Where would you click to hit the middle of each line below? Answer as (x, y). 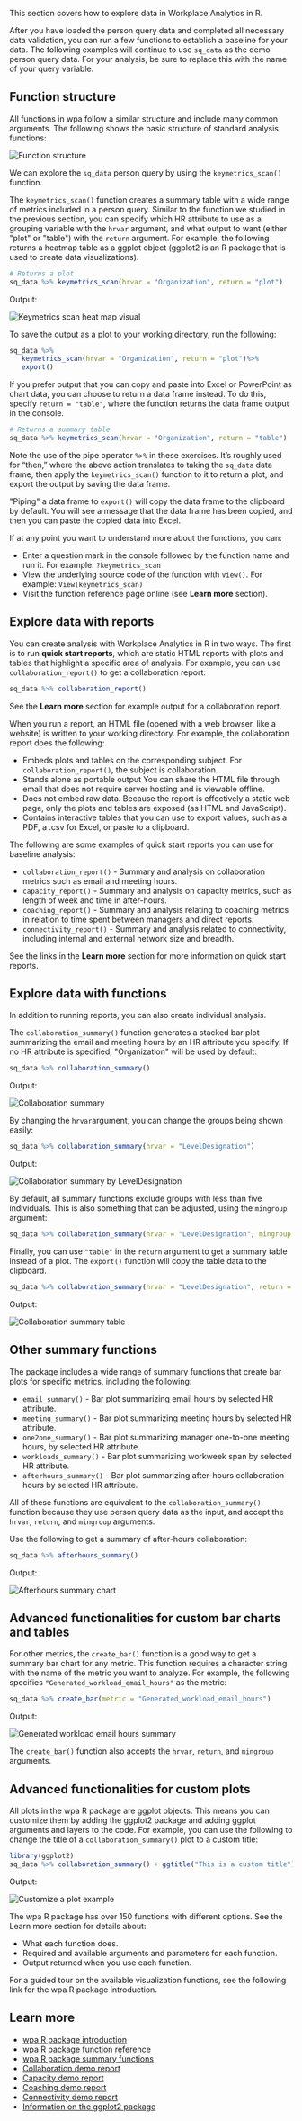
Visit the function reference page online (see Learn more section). (145, 593)
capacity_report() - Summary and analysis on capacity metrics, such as (157, 890)
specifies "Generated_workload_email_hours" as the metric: (118, 1683)
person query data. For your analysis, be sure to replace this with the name (148, 59)
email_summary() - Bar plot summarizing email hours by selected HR (148, 1398)
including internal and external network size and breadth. (128, 938)
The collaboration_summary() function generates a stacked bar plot (135, 1033)
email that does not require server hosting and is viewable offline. (143, 789)
